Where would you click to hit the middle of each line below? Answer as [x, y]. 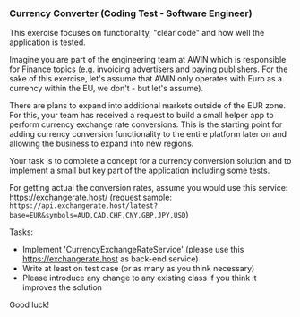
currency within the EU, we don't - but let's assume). [107, 89]
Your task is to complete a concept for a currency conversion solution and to [150, 161]
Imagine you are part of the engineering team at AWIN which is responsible [148, 60]
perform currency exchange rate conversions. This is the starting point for [146, 124]
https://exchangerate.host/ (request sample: [91, 197]
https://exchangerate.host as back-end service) [110, 259]
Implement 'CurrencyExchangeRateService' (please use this [133, 250]
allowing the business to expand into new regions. [102, 144]
